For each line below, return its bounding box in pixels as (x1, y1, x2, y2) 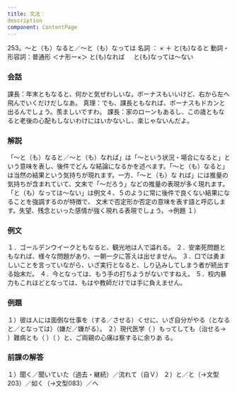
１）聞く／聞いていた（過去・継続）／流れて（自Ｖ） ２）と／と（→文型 (7, 370, 219, 378)
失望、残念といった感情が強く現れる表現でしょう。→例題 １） (18, 206, 200, 215)
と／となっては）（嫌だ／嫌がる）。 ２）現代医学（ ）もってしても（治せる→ (7, 324, 226, 333)
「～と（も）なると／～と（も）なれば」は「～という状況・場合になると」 (7, 153, 224, 162)
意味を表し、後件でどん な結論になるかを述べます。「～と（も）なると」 (19, 162, 229, 170)
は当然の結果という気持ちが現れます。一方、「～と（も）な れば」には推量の (7, 171, 229, 179)
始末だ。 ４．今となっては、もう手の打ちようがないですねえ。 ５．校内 (13, 270, 221, 278)
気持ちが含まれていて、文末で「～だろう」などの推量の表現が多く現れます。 (7, 179, 229, 188)
